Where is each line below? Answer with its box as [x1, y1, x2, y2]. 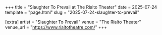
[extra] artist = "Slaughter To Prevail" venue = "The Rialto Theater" [5, 19, 141, 25]
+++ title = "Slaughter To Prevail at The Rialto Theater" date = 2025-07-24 [5, 4, 158, 10]
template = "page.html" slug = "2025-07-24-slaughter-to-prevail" [5, 9, 140, 15]
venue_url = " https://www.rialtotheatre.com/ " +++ [5, 24, 108, 30]
